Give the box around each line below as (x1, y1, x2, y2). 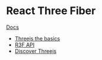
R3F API (14, 41, 35, 48)
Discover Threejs (14, 47, 57, 54)
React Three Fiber (6, 4, 96, 18)
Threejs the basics (14, 35, 60, 42)
